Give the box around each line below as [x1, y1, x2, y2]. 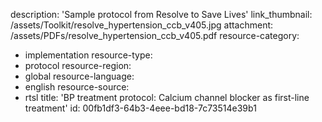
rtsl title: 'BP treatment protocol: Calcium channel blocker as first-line [24, 92, 310, 103]
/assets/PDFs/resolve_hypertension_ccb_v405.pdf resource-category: [10, 30, 300, 41]
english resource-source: [24, 81, 130, 93]
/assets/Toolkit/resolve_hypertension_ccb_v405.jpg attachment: [10, 19, 274, 31]
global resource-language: [24, 70, 135, 82]
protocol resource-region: [24, 60, 132, 71]
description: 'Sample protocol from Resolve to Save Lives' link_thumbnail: [10, 9, 313, 20]
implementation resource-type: [24, 49, 153, 61]
